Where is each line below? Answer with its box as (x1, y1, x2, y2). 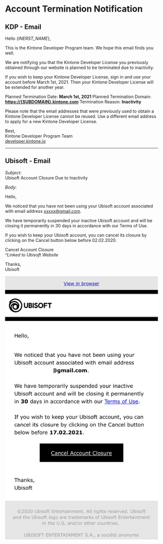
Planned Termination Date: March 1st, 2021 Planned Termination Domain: (5, 94, 152, 99)
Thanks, (5, 261, 21, 267)
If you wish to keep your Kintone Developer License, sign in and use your (5, 74, 151, 80)
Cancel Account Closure (5, 246, 54, 253)
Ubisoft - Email (5, 157, 51, 165)
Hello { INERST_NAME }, (5, 35, 51, 41)
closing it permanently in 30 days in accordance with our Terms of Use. (5, 223, 148, 228)
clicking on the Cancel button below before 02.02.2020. (5, 237, 117, 243)
